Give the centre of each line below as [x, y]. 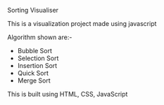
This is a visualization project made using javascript [82, 23]
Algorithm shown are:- [40, 37]
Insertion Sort [37, 65]
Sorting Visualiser [33, 10]
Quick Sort [33, 73]
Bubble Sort [35, 51]
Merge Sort [34, 80]
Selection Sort [38, 58]
